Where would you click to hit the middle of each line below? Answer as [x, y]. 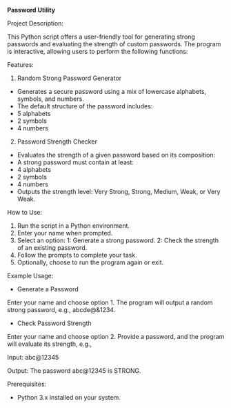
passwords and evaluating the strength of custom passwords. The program [114, 44]
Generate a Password [48, 289]
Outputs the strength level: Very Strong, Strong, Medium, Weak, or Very [119, 192]
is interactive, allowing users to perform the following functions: [98, 51]
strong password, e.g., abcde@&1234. [61, 310]
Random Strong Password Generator [69, 78]
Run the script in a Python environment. [73, 226]
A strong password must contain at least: [76, 162]
